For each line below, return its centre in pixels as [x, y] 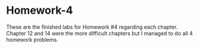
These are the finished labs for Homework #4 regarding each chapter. [92, 27]
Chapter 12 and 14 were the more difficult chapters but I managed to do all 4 [99, 33]
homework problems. [32, 39]
